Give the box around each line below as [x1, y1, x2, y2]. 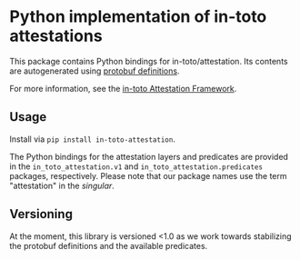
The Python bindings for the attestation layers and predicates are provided [9, 151, 289, 162]
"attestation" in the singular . [9, 180, 115, 191]
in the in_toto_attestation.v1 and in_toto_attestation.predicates [9, 161, 264, 172]
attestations [9, 25, 103, 46]
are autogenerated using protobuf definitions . [9, 65, 180, 76]
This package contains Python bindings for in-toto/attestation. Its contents [9, 55, 288, 66]
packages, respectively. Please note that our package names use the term [9, 170, 288, 181]
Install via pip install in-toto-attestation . [9, 134, 175, 145]
